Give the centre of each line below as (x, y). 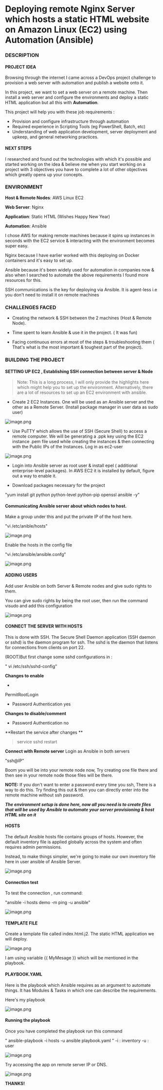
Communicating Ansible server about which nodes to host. (66, 506)
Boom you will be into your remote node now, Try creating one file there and (81, 770)
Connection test (22, 882)
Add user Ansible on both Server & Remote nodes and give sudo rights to (78, 586)
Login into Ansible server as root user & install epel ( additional (75, 465)
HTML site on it (21, 814)
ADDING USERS (21, 575)
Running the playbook (28, 1020)
